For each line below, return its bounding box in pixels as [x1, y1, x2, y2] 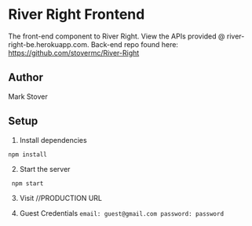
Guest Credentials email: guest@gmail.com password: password [19, 208, 225, 217]
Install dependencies [19, 135, 88, 144]
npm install [8, 151, 47, 159]
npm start [11, 179, 44, 188]
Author [8, 71, 43, 84]
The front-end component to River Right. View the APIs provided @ [8, 31, 225, 41]
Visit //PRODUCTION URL [19, 193, 102, 202]
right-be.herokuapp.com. [8, 39, 89, 49]
